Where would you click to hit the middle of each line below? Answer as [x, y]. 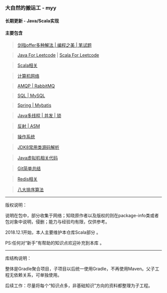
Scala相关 [28, 65]
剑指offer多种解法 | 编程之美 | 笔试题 [54, 45]
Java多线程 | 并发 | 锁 [39, 115]
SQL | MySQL [31, 95]
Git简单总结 [29, 168]
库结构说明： [18, 258]
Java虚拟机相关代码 [38, 157]
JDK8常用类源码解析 [38, 147]
